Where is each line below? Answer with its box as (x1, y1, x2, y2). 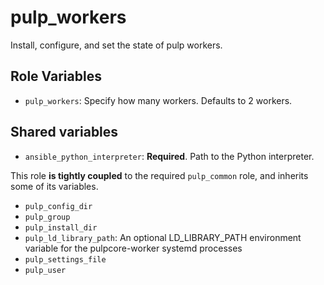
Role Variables (10, 68, 102, 85)
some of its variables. (10, 180, 99, 192)
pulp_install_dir (24, 222, 98, 233)
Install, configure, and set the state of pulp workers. (10, 39, 223, 51)
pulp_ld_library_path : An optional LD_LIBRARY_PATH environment (24, 231, 302, 243)
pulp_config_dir (24, 201, 93, 211)
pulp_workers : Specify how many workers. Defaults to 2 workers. (24, 94, 293, 106)
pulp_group (24, 212, 71, 222)
